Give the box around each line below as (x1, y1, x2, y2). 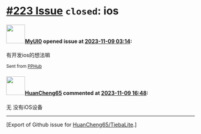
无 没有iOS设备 (6, 103, 43, 111)
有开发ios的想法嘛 (6, 52, 51, 59)
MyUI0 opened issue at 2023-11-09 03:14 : (25, 38, 133, 45)
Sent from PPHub (6, 64, 42, 70)
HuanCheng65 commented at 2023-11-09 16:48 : (25, 89, 148, 96)
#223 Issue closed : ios (6, 4, 119, 18)
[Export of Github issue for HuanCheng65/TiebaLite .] (6, 121, 137, 128)
